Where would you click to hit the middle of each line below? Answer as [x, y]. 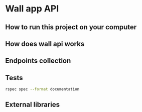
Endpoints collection [38, 61]
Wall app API [32, 9]
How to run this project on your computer [71, 27]
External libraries [33, 105]
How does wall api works [45, 44]
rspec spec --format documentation [42, 89]
